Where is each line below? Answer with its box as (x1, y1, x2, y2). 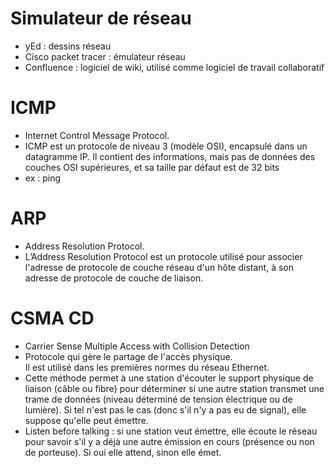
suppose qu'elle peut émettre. (24, 414, 149, 426)
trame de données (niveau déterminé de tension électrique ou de (24, 393, 293, 405)
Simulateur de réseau (10, 7, 192, 30)
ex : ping (24, 172, 62, 184)
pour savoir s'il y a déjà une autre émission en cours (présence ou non (24, 435, 315, 447)
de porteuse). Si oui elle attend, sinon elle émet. (24, 446, 222, 458)
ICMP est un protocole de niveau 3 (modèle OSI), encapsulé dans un (24, 140, 308, 152)
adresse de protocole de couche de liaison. (24, 272, 204, 284)
